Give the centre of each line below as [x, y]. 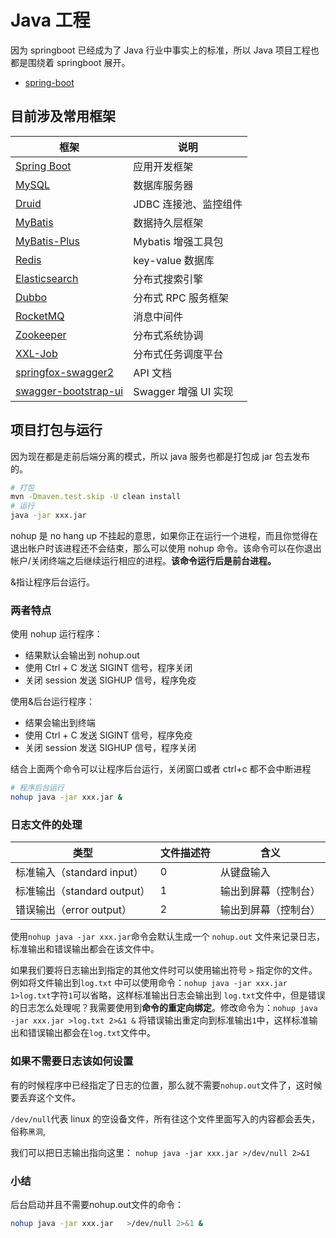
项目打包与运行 [56, 430]
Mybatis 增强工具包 [178, 241]
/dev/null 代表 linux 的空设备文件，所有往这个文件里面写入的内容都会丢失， [165, 1118]
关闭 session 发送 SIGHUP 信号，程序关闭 [110, 748]
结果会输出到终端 [60, 723]
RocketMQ [40, 316]
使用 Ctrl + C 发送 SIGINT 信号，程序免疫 [108, 735]
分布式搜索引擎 [168, 279]
